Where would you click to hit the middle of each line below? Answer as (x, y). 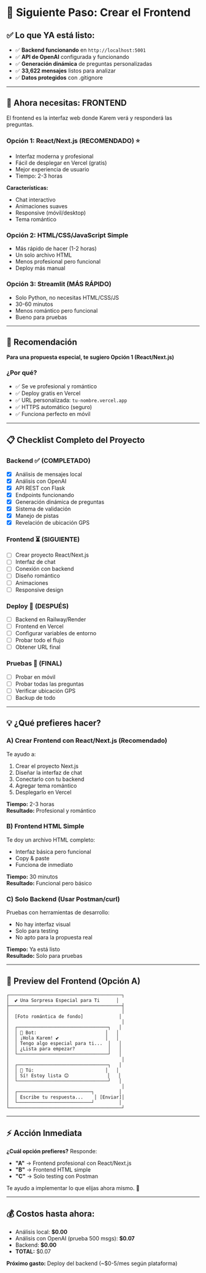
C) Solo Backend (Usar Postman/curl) (63, 899)
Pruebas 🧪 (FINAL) (34, 664)
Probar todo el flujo (40, 640)
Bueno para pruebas (41, 317)
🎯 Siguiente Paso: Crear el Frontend (99, 13)
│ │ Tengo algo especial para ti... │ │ (64, 1043)
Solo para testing (37, 931)
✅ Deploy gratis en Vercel (48, 393)
